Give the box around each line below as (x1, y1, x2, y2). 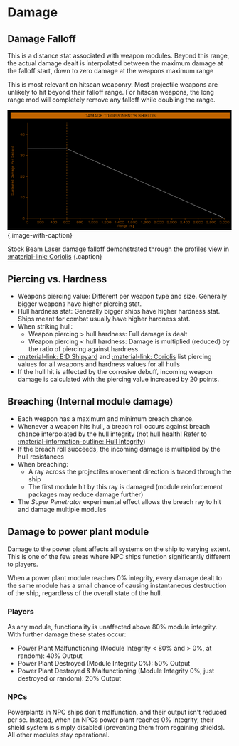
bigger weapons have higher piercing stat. (17, 299, 142, 308)
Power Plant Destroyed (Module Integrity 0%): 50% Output (17, 659, 191, 667)
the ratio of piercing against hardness (28, 345, 139, 353)
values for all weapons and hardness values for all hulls (17, 360, 180, 368)
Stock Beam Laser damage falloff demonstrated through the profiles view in (7, 245, 230, 253)
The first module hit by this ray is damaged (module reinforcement (28, 482, 223, 491)
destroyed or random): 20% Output (17, 673, 122, 683)
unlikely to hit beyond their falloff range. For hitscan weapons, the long (7, 88, 215, 96)
